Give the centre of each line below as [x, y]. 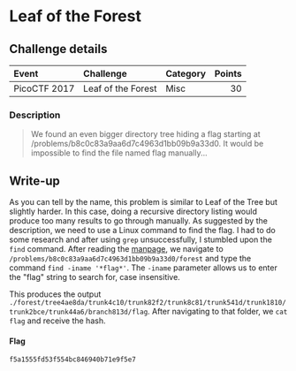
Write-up [34, 181]
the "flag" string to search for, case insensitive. [95, 277]
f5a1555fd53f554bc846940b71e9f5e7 [73, 360]
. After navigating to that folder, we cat [217, 312]
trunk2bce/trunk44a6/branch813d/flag [79, 312]
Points [228, 74]
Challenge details [58, 49]
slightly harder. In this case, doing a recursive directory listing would [133, 212]
